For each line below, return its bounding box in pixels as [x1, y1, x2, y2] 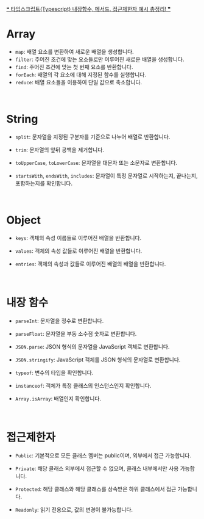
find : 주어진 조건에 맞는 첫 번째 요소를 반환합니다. [15, 63, 133, 70]
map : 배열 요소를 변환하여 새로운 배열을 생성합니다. [15, 48, 134, 55]
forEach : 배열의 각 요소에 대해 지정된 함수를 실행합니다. [15, 71, 147, 78]
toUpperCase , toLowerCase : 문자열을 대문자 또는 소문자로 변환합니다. [15, 159, 178, 166]
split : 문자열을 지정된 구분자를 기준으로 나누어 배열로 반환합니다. [15, 133, 171, 140]
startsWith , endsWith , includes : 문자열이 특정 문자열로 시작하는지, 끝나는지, [15, 172, 198, 179]
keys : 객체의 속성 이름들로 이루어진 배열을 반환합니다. [15, 234, 142, 241]
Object [6, 213, 41, 227]
